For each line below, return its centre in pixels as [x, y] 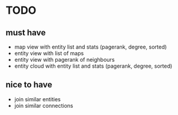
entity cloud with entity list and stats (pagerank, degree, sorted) [93, 66]
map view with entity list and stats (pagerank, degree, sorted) [91, 47]
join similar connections [44, 105]
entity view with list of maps [49, 53]
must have [26, 33]
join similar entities [38, 99]
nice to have [29, 85]
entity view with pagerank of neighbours [64, 60]
